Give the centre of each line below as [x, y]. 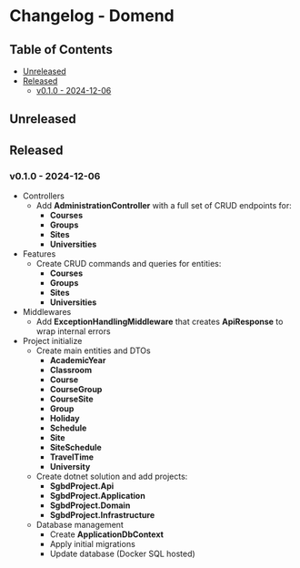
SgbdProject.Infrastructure [102, 515]
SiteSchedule [75, 448]
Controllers [44, 196]
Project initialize [52, 341]
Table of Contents [61, 50]
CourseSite [71, 399]
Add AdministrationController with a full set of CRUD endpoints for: [164, 206]
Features [39, 254]
